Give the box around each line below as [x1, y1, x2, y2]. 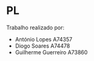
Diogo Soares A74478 [15, 42, 70, 49]
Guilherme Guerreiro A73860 [15, 48, 88, 56]
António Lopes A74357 [15, 35, 73, 43]
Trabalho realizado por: [6, 24, 65, 31]
